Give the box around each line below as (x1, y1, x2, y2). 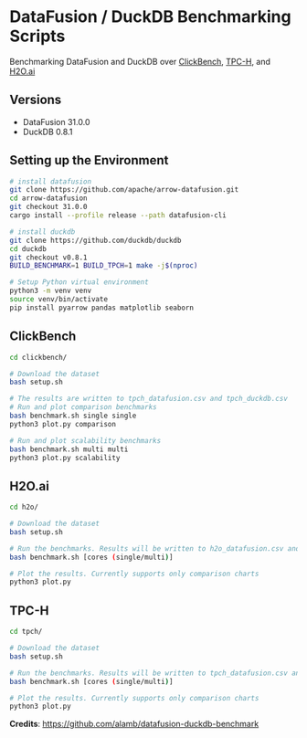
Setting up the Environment (9, 153, 169, 168)
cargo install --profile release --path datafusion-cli (9, 211, 227, 220)
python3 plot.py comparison (9, 419, 117, 428)
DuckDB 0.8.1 (22, 126, 73, 137)
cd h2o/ (9, 502, 39, 512)
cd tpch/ (9, 627, 43, 637)
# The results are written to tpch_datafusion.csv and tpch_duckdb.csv (9, 395, 288, 404)
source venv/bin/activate (9, 295, 108, 304)
